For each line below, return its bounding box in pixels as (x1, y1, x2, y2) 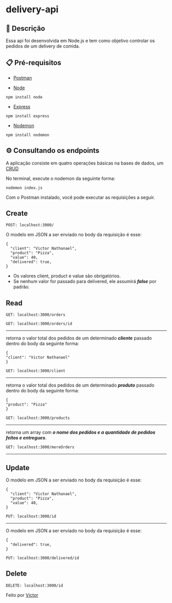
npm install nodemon (6, 132, 50, 137)
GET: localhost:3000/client (6, 368, 66, 374)
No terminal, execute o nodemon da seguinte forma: (6, 175, 115, 182)
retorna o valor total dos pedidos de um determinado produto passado (6, 382, 155, 388)
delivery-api (6, 4, 59, 15)
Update (6, 463, 30, 472)
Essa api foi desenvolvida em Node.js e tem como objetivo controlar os (6, 37, 155, 44)
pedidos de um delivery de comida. (6, 43, 80, 49)
